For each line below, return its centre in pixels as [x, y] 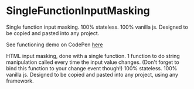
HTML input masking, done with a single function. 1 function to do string [93, 56]
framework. [20, 81]
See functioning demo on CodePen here [55, 44]
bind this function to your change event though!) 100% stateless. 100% [92, 68]
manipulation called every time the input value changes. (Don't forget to [93, 62]
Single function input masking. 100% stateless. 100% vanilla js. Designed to [97, 27]
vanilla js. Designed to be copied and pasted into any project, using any [92, 74]
